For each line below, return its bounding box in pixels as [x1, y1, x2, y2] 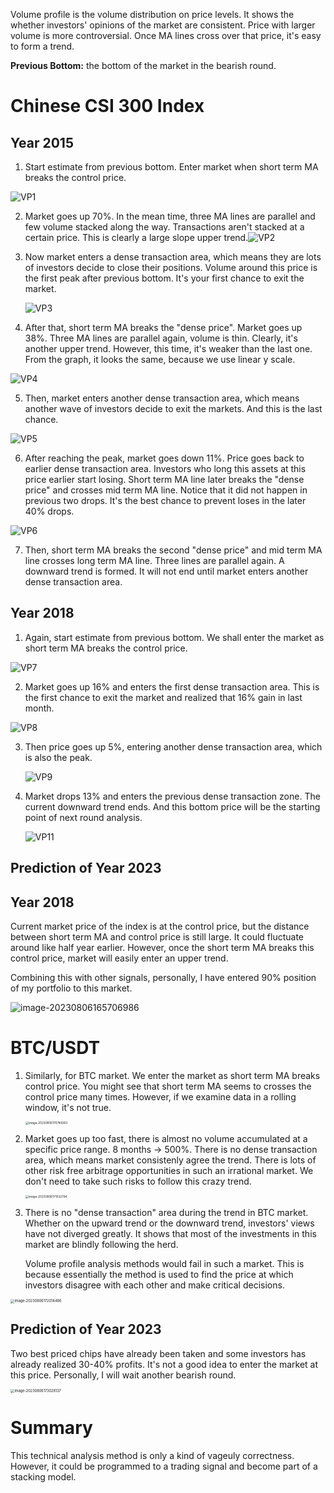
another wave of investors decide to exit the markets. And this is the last [24, 403, 323, 414]
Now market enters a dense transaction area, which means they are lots [24, 251, 322, 263]
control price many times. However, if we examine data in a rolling [24, 1090, 297, 1103]
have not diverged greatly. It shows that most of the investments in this [24, 1228, 317, 1240]
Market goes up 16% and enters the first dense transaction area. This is [24, 680, 320, 693]
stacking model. [10, 1471, 77, 1483]
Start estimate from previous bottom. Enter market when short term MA [24, 161, 319, 173]
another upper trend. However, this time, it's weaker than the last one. [24, 343, 313, 354]
